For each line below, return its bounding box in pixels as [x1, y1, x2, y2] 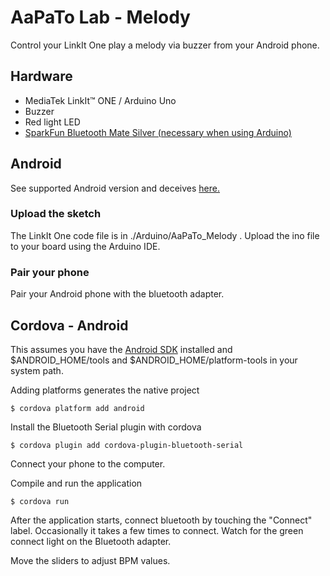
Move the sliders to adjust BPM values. [10, 554, 171, 566]
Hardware [10, 68, 73, 85]
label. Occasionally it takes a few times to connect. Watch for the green [10, 524, 304, 536]
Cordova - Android [10, 317, 129, 334]
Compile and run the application [10, 477, 143, 489]
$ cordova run [10, 496, 70, 506]
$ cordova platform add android [10, 403, 145, 413]
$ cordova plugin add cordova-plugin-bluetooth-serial [10, 440, 244, 450]
